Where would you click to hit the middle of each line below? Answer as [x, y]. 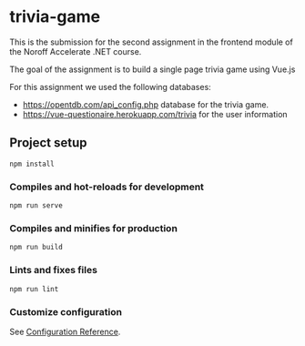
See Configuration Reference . [65, 331]
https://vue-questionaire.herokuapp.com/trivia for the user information [155, 114]
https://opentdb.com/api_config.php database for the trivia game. [146, 104]
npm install [32, 164]
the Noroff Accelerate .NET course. [76, 51]
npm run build [36, 248]
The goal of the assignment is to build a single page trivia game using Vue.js [152, 69]
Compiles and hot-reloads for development [107, 187]
